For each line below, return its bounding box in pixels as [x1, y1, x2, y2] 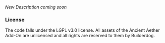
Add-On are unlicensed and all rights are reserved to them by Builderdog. [5, 33, 155, 39]
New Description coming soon [5, 4, 67, 10]
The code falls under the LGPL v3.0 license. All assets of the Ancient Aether [5, 27, 160, 33]
